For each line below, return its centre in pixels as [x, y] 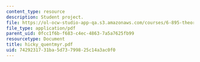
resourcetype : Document [36, 39]
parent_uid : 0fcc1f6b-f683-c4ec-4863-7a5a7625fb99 [70, 34]
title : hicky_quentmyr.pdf [40, 45]
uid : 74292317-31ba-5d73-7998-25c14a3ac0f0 [61, 50]
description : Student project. [45, 17]
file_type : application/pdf [41, 28]
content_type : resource [36, 12]
